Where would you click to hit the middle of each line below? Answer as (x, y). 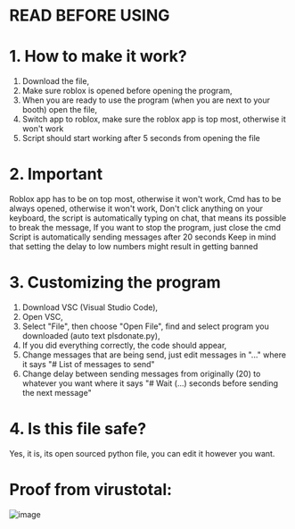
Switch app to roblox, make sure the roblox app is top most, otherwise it (154, 119)
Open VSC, (43, 317)
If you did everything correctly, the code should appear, (124, 345)
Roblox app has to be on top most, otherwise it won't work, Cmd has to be (145, 199)
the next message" (57, 393)
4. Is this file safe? (78, 429)
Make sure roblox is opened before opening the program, (127, 91)
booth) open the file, (60, 110)
